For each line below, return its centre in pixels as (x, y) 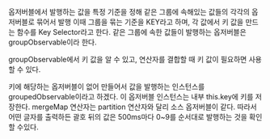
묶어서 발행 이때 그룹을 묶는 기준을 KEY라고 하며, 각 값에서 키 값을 (140, 22)
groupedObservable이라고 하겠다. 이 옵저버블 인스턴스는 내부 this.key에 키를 (131, 97)
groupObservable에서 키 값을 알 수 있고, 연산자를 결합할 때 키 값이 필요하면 (128, 59)
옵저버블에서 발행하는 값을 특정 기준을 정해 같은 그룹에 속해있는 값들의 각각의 (129, 12)
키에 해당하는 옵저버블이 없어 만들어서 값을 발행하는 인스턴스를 (107, 86)
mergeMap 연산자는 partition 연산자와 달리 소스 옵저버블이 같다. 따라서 (144, 107)
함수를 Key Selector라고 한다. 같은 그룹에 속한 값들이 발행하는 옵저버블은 (131, 32)
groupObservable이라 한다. (53, 42)
